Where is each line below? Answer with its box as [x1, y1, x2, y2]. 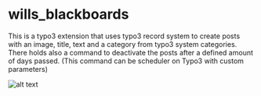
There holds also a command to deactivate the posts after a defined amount [8, 48, 253, 57]
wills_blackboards [8, 5, 129, 23]
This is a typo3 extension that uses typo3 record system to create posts [8, 31, 241, 41]
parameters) [8, 64, 49, 73]
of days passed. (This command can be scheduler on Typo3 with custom [8, 56, 245, 66]
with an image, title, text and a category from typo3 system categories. [8, 39, 237, 48]
